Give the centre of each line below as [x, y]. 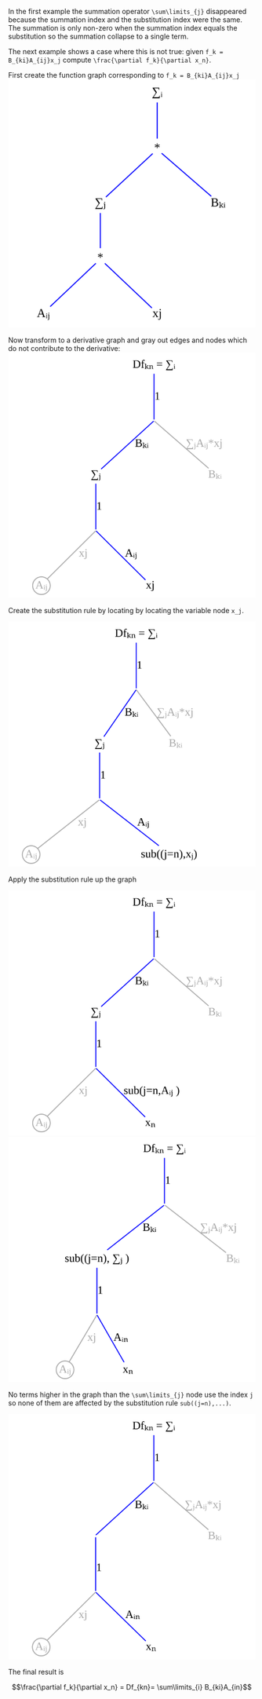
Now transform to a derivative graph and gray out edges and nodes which [127, 340]
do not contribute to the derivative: [64, 349]
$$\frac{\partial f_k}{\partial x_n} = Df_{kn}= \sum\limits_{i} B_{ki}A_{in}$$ [132, 1686]
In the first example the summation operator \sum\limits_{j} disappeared [127, 11]
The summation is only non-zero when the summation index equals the [123, 28]
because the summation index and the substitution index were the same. [126, 20]
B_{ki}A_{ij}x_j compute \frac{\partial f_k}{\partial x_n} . [110, 60]
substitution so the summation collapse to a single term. [98, 36]
